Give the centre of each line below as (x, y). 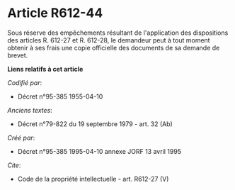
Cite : (14, 165)
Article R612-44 (55, 13)
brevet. (18, 55)
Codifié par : (25, 82)
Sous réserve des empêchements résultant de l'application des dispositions (118, 33)
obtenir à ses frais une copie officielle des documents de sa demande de (114, 47)
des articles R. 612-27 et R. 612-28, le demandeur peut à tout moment (109, 40)
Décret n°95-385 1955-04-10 (60, 96)
